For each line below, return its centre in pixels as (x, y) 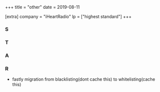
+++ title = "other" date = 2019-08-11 (42, 7)
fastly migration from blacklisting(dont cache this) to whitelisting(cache (83, 79)
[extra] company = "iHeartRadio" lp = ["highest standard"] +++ (68, 16)
